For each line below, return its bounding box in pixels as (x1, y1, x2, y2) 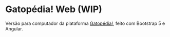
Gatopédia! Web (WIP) (5, 4, 103, 15)
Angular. (5, 25, 23, 31)
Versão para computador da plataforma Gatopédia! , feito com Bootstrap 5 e (5, 20, 165, 26)
